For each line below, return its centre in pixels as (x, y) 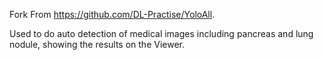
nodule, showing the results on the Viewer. (97, 44)
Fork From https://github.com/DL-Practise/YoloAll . (112, 14)
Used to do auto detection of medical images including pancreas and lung (161, 33)
